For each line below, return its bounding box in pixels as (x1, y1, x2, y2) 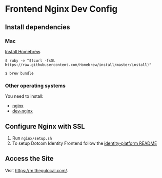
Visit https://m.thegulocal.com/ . (5, 167, 68, 173)
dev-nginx (12, 108, 33, 114)
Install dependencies (5, 23, 70, 31)
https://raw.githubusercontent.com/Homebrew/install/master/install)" (5, 62, 152, 67)
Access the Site (5, 155, 54, 163)
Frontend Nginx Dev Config (5, 3, 118, 15)
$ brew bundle (5, 71, 34, 76)
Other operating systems (5, 82, 66, 89)
